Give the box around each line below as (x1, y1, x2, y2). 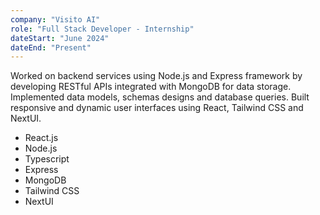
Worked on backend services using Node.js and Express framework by (10, 70, 303, 82)
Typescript (24, 153, 70, 165)
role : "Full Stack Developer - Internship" (10, 24, 195, 34)
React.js (24, 132, 59, 144)
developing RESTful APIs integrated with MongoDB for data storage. (10, 81, 292, 93)
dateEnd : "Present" (10, 42, 92, 53)
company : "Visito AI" (10, 14, 101, 25)
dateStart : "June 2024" (10, 33, 110, 43)
